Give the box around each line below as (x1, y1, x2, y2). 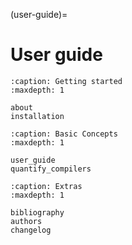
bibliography (10, 207, 65, 218)
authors (10, 216, 43, 226)
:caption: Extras (10, 181, 83, 191)
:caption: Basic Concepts (10, 129, 118, 139)
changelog (10, 225, 52, 235)
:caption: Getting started (10, 76, 123, 86)
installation (10, 111, 65, 121)
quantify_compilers (10, 164, 92, 174)
